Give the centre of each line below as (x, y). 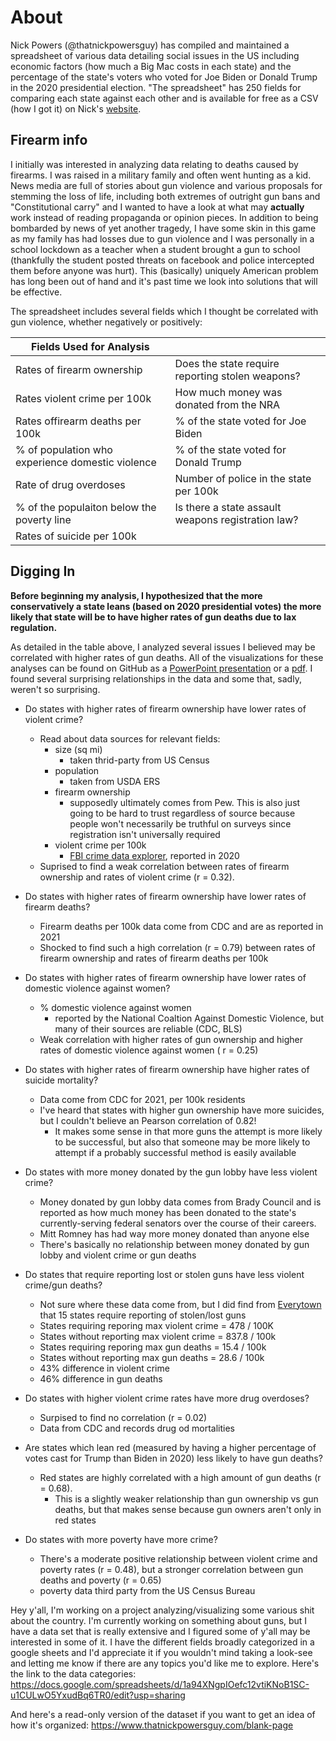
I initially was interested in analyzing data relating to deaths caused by (154, 164)
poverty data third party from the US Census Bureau (147, 1590)
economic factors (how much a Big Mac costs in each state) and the (151, 66)
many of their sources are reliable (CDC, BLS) (148, 1028)
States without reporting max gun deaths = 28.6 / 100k (152, 1357)
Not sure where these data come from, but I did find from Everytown (180, 1304)
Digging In (43, 571)
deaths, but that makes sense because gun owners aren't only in (188, 1509)
